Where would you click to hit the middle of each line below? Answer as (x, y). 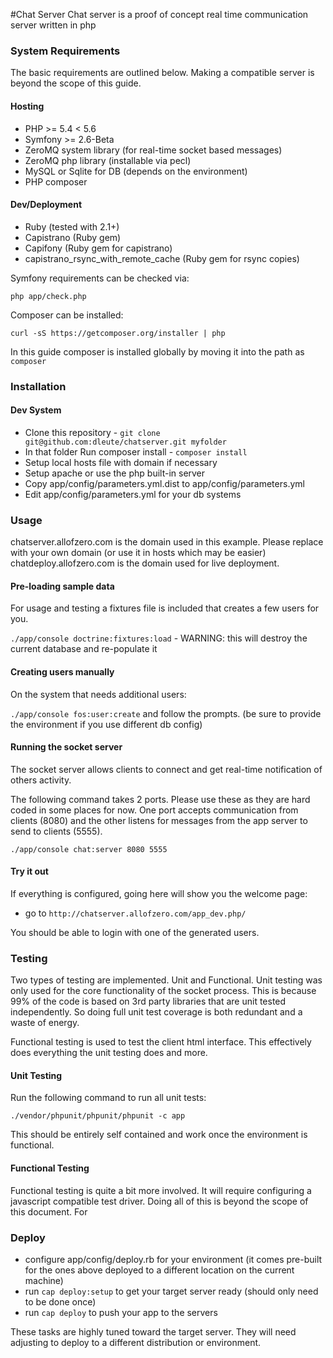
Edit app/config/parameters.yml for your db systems (133, 494)
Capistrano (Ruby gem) (73, 237)
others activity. (41, 780)
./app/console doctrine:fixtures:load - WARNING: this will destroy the (159, 638)
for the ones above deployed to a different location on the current (159, 1270)
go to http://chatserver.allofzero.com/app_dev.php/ (135, 913)
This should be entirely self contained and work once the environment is (159, 1135)
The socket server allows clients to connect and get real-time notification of (166, 769)
